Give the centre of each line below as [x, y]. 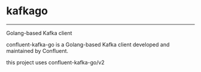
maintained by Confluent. [37, 51]
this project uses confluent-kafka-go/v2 [55, 62]
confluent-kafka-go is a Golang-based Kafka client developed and [88, 44]
